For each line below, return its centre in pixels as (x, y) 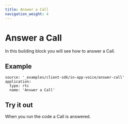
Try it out (19, 105)
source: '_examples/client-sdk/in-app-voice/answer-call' (65, 78)
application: (18, 82)
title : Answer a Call (27, 9)
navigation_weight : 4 (27, 14)
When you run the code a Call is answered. (48, 117)
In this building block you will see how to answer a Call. (60, 51)
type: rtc (19, 86)
